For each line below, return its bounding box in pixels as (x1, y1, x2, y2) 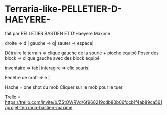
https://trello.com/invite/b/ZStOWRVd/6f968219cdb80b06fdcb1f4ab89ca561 (5, 99, 162, 105)
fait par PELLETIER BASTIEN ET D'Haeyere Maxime (5, 30, 111, 36)
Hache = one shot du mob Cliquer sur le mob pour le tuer (5, 84, 123, 90)
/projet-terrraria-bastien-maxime (5, 104, 73, 110)
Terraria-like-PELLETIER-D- (5, 3, 122, 15)
